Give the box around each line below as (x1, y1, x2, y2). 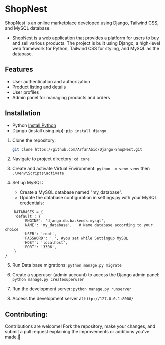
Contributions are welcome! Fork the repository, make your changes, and (5, 323, 156, 329)
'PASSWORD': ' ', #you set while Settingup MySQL (23, 236, 128, 241)
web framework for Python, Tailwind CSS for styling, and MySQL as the (12, 45, 160, 51)
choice (5, 227, 19, 232)
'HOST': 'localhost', (23, 240, 68, 245)
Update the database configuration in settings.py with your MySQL (19, 195, 157, 201)
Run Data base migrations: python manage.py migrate (12, 262, 122, 268)
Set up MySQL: (12, 180, 44, 186)
